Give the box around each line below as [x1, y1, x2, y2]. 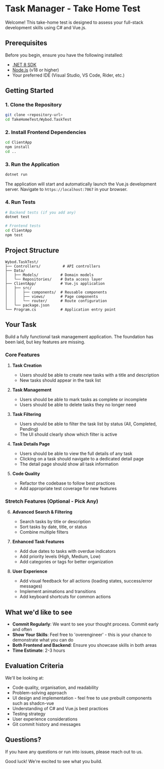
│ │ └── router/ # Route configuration [5, 298, 107, 303]
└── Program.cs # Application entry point [5, 307, 116, 312]
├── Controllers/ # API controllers [5, 264, 100, 269]
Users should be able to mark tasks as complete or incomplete [19, 396, 147, 402]
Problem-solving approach [12, 689, 67, 695]
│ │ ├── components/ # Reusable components [5, 290, 107, 295]
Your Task [5, 320, 37, 329]
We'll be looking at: [5, 675, 44, 680]
